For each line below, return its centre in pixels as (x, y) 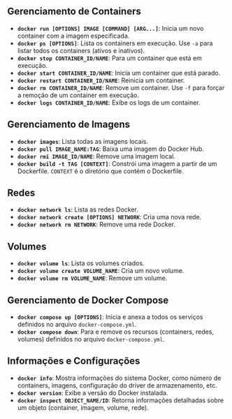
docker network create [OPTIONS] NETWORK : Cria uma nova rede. (109, 217)
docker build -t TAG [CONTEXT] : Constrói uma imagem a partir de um (117, 163)
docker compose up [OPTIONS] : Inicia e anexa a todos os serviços (110, 317)
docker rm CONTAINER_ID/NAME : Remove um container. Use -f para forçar (121, 87)
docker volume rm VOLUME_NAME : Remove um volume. (92, 278)
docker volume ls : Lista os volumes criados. (81, 263)
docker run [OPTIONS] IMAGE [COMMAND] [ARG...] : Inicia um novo (110, 28)
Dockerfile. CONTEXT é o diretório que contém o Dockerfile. (100, 171)
